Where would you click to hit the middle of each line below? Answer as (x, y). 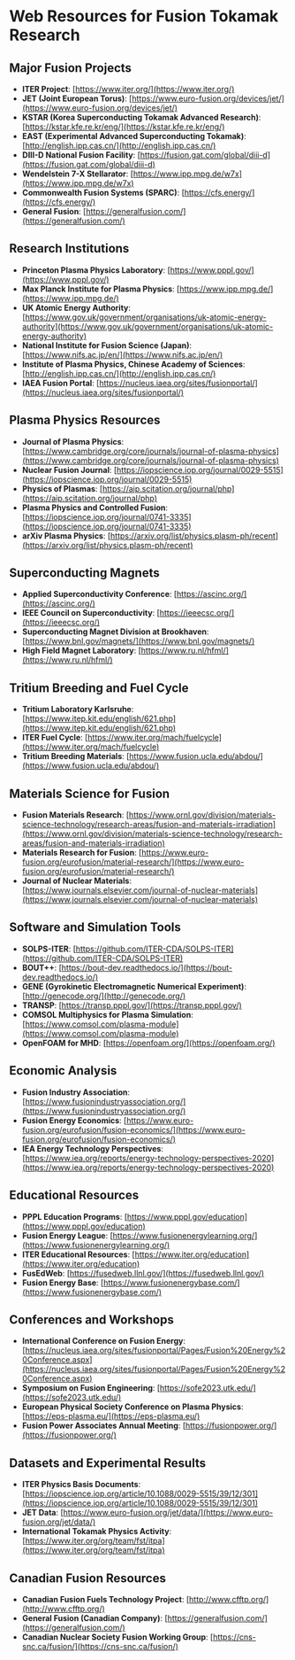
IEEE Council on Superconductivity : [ (91, 613)
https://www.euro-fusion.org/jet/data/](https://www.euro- (168, 1513)
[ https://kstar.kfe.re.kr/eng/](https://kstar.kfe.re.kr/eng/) (123, 127)
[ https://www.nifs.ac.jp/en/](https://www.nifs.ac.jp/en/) (122, 354)
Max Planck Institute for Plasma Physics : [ (101, 289)
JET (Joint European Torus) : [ (77, 98)
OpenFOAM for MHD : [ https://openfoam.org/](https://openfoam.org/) (148, 1043)
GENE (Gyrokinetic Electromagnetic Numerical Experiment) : (134, 986)
